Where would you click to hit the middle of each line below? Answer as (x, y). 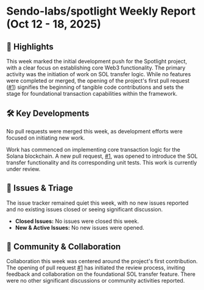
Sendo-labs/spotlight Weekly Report (101, 11)
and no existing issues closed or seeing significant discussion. (85, 209)
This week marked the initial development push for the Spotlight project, (97, 61)
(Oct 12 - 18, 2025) (54, 24)
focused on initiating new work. (46, 138)
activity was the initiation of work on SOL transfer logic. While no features (99, 74)
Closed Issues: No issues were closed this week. (77, 221)
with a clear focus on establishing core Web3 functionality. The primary (96, 68)
